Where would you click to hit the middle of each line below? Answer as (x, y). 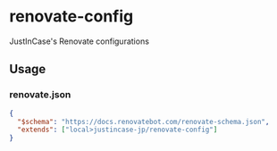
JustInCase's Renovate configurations (80, 41)
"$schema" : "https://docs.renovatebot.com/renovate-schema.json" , (143, 122)
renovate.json (40, 95)
